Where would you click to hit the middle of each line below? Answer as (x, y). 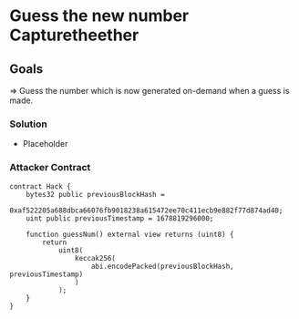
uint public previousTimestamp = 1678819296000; (120, 218)
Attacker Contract (50, 168)
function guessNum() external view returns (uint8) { (130, 234)
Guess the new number (99, 16)
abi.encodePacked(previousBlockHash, (162, 266)
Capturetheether (74, 35)
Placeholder (45, 144)
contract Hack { (40, 186)
